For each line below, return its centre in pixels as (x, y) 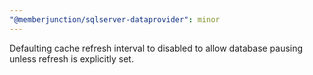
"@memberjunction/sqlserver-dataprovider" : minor (115, 19)
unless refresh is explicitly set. (71, 58)
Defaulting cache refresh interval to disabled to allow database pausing (156, 48)
